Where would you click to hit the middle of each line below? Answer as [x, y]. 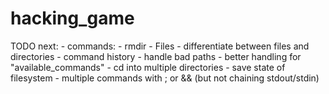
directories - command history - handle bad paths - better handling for [156, 56]
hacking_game [72, 18]
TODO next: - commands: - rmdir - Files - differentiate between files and [160, 46]
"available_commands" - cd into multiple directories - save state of [148, 67]
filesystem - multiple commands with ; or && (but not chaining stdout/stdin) [165, 78]
